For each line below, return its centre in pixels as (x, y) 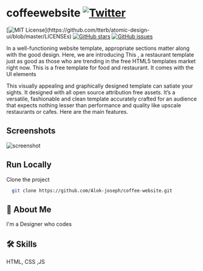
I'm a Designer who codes (39, 224)
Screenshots (31, 131)
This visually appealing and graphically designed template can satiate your (100, 86)
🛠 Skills (22, 244)
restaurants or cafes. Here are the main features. (67, 111)
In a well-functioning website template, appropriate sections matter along (98, 48)
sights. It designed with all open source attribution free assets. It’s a (91, 92)
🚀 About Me (29, 209)
